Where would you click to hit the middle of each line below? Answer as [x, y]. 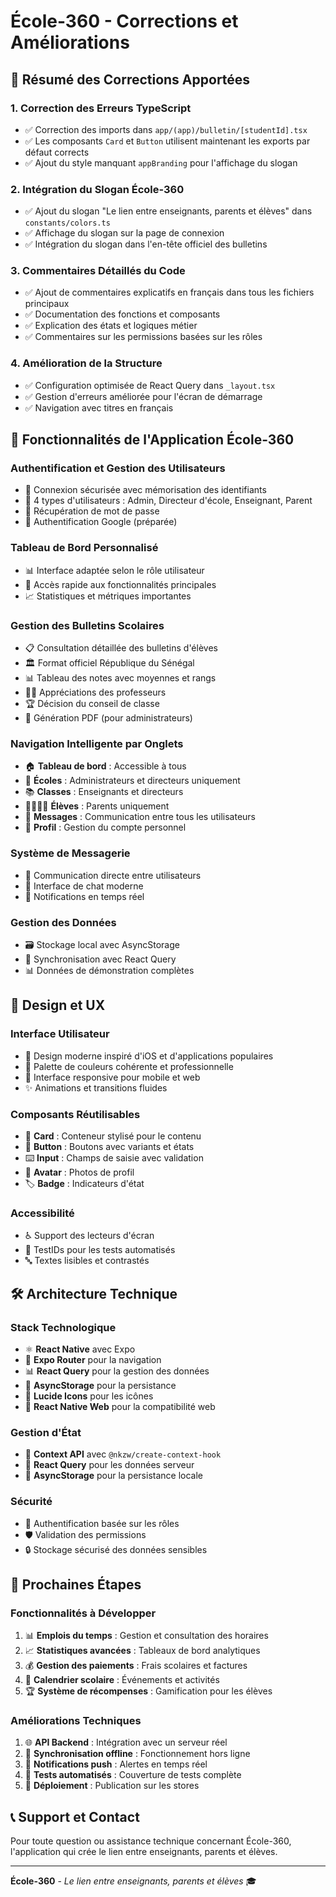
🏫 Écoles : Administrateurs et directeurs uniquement [132, 781]
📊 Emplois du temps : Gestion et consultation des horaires [146, 1636]
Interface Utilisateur [60, 1034]
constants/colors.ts [67, 223]
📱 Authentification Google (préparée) [101, 522]
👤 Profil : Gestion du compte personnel [105, 827]
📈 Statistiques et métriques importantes [108, 596]
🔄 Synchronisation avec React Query [100, 959]
